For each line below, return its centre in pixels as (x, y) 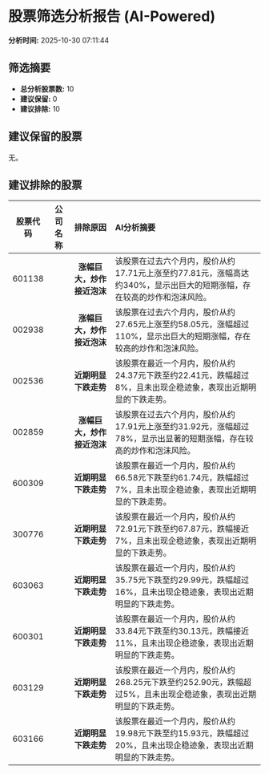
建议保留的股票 (45, 137)
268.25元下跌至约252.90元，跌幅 (179, 683)
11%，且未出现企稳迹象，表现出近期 (184, 643)
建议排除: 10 (40, 108)
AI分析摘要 (135, 228)
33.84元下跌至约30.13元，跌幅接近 (182, 631)
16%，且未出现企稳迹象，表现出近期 (184, 592)
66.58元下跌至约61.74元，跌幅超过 (182, 478)
